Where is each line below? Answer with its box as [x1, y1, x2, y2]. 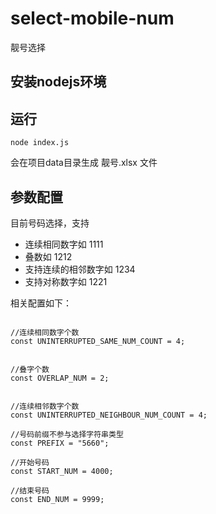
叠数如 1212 [24, 250, 73, 262]
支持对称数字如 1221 [24, 275, 108, 287]
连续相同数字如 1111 [24, 238, 104, 250]
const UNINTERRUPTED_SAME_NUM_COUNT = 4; [10, 336, 186, 346]
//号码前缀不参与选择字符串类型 [10, 429, 124, 439]
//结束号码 [10, 485, 50, 496]
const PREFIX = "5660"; [10, 438, 110, 448]
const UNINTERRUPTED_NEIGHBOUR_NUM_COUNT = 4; [10, 410, 208, 420]
